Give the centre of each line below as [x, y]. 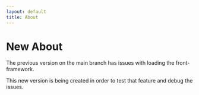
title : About [22, 17]
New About [34, 47]
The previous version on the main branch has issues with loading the [90, 63]
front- [183, 63]
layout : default [26, 12]
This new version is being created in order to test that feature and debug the [99, 81]
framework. [20, 69]
